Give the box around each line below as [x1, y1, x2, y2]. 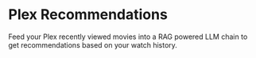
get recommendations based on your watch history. [8, 40, 177, 49]
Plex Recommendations [8, 6, 169, 24]
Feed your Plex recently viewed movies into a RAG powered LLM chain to [8, 32, 248, 41]
